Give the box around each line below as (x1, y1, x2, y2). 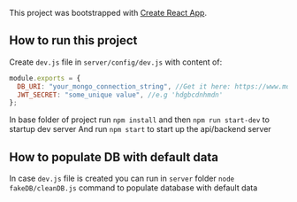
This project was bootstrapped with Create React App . (9, 8, 208, 18)
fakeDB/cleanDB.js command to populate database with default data (9, 183, 258, 193)
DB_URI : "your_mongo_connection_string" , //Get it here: (17, 82, 232, 91)
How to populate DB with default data (9, 150, 219, 165)
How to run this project (9, 33, 138, 48)
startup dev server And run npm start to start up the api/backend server (9, 124, 271, 135)
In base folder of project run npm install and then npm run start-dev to (9, 114, 270, 125)
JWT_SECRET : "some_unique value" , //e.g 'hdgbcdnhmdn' (17, 90, 224, 99)
